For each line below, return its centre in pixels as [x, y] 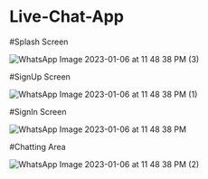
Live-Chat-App [67, 17]
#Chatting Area [38, 146]
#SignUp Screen [40, 76]
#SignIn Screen [38, 111]
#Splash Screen [39, 42]
